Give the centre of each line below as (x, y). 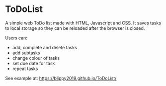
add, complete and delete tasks (44, 47)
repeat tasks (25, 69)
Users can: (16, 38)
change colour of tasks (36, 58)
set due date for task (34, 63)
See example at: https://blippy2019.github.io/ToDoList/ (61, 78)
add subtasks (26, 53)
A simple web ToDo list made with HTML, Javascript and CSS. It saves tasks (83, 23)
